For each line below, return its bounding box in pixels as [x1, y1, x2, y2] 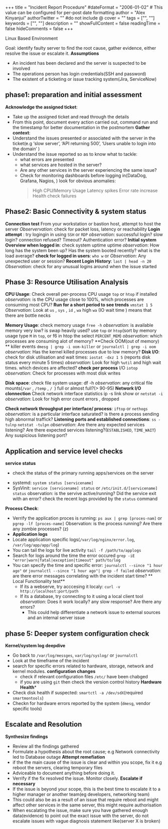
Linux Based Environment [5, 35, 58, 41]
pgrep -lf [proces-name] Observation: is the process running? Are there [12, 521, 162, 527]
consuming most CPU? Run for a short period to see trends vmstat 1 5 [5, 302, 153, 308]
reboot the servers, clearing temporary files [12, 764, 103, 770]
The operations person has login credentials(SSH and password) [12, 71, 146, 77]
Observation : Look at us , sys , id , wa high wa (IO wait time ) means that [5, 307, 152, 313]
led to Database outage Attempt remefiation [12, 754, 105, 760]
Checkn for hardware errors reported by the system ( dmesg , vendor [12, 700, 151, 706]
